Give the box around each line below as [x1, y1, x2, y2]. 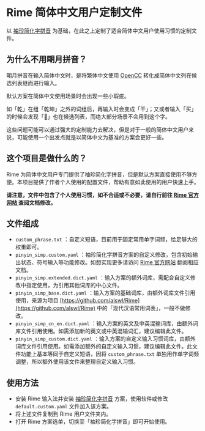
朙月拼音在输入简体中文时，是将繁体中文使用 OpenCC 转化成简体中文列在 [6, 72, 192, 79]
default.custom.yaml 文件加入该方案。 [15, 403, 112, 410]
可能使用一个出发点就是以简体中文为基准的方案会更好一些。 [17, 133, 167, 141]
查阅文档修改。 [18, 199, 56, 206]
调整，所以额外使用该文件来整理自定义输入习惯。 [15, 358, 139, 366]
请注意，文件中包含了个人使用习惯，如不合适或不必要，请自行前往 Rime [6, 191, 187, 199]
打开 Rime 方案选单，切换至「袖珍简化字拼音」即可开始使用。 [15, 418, 171, 425]
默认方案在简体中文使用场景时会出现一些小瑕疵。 [6, 92, 130, 100]
